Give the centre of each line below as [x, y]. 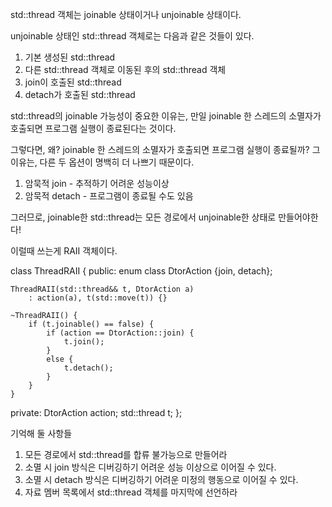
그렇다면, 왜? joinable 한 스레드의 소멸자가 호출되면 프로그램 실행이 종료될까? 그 [165, 149]
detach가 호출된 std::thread [80, 94]
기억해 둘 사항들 [41, 433]
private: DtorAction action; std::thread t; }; [96, 412]
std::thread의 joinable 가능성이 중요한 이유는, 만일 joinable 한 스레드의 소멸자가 [166, 116]
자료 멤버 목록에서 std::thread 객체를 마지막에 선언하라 [131, 492]
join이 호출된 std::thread [73, 82]
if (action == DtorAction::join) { [120, 333]
